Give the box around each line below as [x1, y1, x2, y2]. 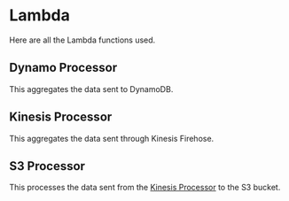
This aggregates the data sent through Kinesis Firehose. [9, 133, 215, 143]
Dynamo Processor [9, 60, 118, 75]
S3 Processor [9, 158, 86, 174]
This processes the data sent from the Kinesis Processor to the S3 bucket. [9, 182, 281, 193]
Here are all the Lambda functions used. [9, 35, 156, 45]
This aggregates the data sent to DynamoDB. [9, 83, 174, 94]
